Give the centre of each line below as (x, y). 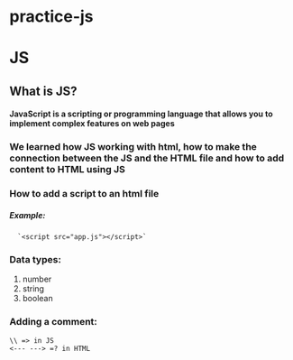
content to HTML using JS (68, 170)
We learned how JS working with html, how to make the (133, 147)
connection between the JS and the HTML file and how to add (147, 158)
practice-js (51, 17)
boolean (37, 299)
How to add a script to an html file (84, 194)
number (37, 279)
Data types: (35, 260)
